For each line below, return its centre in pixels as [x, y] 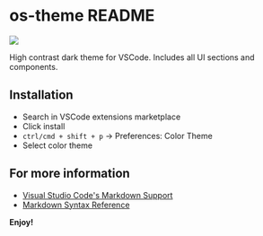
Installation [41, 95]
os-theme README [82, 16]
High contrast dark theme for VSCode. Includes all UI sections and [132, 57]
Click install [44, 126]
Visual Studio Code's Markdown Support [97, 195]
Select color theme [57, 145]
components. [34, 66]
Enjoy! [22, 222]
